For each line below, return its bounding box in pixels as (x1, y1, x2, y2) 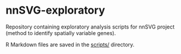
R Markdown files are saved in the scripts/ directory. (5, 41, 135, 48)
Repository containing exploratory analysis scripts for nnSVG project (5, 23, 175, 30)
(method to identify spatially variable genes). (5, 29, 116, 36)
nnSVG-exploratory (5, 4, 105, 17)
